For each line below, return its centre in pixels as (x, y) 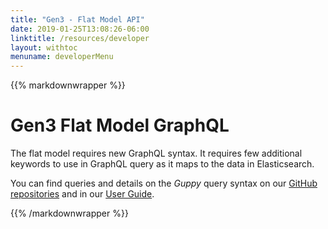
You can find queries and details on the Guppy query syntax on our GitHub (164, 183)
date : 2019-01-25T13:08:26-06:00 (80, 29)
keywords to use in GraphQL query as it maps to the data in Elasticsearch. (162, 164)
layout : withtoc (44, 47)
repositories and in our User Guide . (82, 194)
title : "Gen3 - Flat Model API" (77, 19)
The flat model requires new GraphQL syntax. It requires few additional (156, 153)
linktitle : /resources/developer (80, 38)
